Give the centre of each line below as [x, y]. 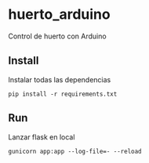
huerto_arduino [60, 14]
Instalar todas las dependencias [60, 79]
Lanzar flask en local [42, 137]
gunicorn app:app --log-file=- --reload [75, 151]
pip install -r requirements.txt [63, 94]
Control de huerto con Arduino [58, 36]
